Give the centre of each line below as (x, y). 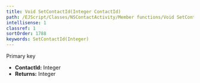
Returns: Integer (35, 74)
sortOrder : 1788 (26, 34)
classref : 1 (21, 28)
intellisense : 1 (26, 23)
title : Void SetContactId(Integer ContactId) (63, 12)
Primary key (21, 56)
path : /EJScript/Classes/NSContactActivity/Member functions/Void (90, 17)
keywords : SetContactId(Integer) (48, 39)
